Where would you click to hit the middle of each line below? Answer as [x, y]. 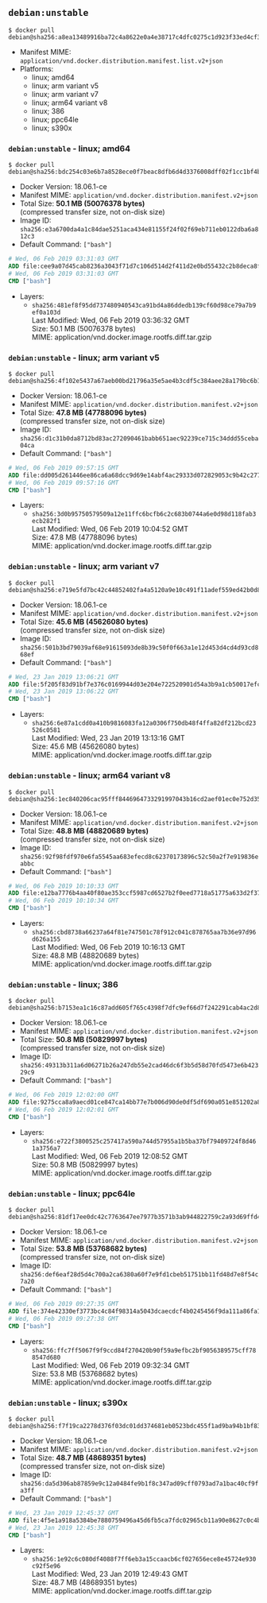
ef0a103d [46, 312]
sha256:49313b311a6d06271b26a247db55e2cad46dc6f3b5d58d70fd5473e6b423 [139, 1066]
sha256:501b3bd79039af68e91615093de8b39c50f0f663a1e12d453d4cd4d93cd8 [139, 648]
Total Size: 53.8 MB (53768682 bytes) [83, 1249]
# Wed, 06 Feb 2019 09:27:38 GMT [64, 1318]
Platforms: [37, 68]
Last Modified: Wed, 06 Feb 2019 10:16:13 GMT [108, 947]
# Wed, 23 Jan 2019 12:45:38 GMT [64, 1527]
